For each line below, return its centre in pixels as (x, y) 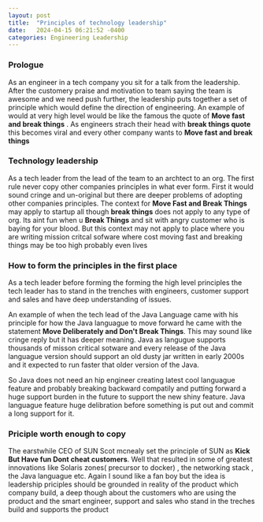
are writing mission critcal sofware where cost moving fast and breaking (125, 236)
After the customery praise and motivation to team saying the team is (120, 91)
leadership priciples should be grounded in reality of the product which (123, 484)
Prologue (26, 65)
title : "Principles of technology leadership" (88, 23)
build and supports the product (58, 509)
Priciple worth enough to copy (67, 434)
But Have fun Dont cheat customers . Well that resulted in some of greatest (131, 459)
